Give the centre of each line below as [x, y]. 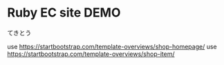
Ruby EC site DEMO [64, 13]
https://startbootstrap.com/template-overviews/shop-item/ [91, 54]
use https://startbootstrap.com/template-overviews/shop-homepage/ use [112, 46]
